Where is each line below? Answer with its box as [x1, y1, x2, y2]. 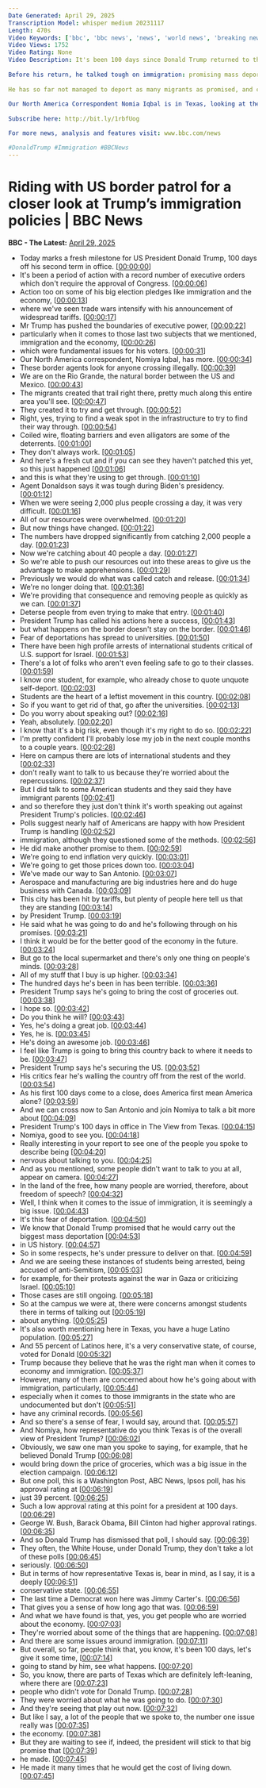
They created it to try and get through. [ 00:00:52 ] [19, 405, 182, 414]
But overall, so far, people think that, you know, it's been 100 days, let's [19, 1644, 252, 1654]
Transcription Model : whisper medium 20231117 [8, 19, 165, 27]
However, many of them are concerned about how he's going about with [19, 1375, 256, 1384]
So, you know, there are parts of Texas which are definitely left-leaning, [19, 1670, 253, 1679]
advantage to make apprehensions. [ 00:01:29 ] [19, 565, 171, 575]
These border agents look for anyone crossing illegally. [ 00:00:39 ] [19, 363, 237, 372]
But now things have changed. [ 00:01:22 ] [19, 523, 154, 533]
